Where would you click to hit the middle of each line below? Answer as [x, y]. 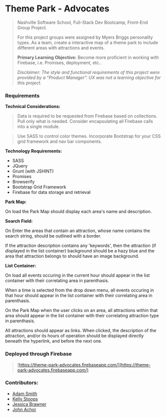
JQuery [20, 166]
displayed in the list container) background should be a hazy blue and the [80, 251]
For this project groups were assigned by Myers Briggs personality [85, 37]
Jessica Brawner [29, 404]
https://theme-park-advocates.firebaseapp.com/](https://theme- [85, 364]
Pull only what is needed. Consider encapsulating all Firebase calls [85, 121]
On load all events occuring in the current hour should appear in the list [78, 275]
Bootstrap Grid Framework [39, 187]
